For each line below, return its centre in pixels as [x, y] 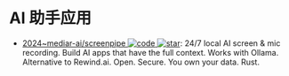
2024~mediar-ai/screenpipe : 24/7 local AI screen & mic [151, 43]
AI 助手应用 [50, 18]
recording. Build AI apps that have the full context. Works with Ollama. [150, 52]
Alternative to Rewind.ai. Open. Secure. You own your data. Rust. [141, 62]
